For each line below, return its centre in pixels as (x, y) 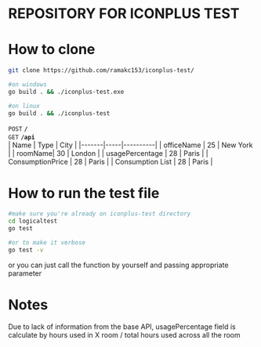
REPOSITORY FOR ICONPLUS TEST (124, 14)
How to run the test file (84, 193)
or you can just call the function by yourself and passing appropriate (118, 265)
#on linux (24, 106)
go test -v (26, 250)
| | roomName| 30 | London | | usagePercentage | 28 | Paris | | (109, 153)
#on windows (27, 85)
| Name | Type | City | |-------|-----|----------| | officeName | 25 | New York (130, 145)
